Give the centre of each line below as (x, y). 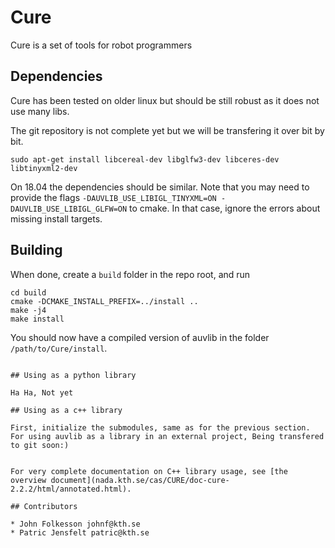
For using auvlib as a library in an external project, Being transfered (167, 436)
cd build (28, 292)
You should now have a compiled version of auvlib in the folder (140, 337)
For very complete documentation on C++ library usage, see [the (149, 471)
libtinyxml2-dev (44, 168)
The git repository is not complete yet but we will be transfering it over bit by (167, 130)
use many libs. (40, 111)
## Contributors (44, 506)
